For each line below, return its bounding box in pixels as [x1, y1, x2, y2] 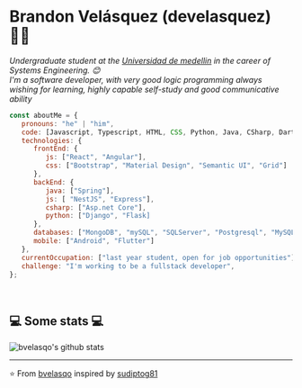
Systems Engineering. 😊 [9, 65, 101, 76]
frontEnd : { [32, 144, 78, 154]
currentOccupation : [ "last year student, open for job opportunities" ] [21, 253, 296, 262]
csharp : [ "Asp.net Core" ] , [45, 203, 147, 212]
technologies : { [21, 136, 83, 145]
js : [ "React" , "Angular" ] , [45, 153, 147, 162]
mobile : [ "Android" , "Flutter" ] [32, 237, 155, 246]
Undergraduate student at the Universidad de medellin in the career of [9, 55, 271, 66]
